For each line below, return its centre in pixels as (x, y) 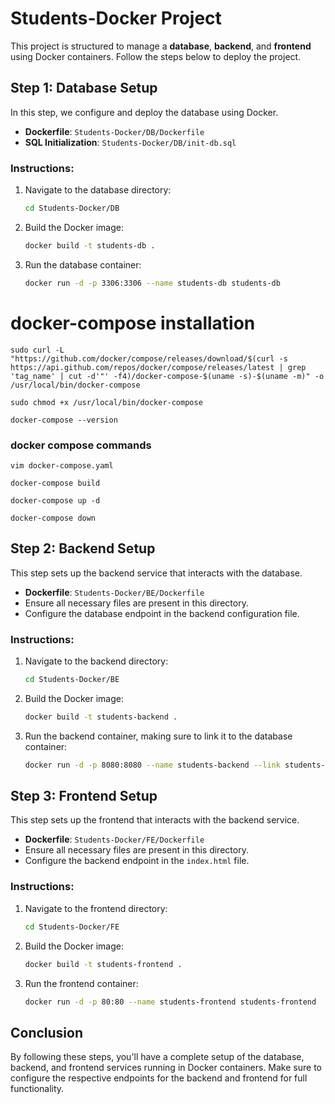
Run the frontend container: (81, 983)
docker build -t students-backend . (101, 717)
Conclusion (47, 1032)
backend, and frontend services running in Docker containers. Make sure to (166, 1068)
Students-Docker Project (116, 18)
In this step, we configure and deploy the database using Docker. (144, 112)
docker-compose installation (133, 323)
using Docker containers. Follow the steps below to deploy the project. (156, 56)
